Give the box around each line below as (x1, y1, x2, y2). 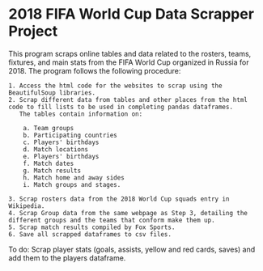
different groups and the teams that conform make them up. (8, 216, 216, 224)
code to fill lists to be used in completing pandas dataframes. (8, 103, 233, 111)
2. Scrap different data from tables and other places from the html (8, 95, 248, 104)
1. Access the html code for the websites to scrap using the (8, 82, 223, 90)
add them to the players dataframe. (8, 252, 126, 263)
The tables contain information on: (19, 110, 143, 118)
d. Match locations (23, 145, 89, 154)
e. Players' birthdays (23, 152, 100, 160)
